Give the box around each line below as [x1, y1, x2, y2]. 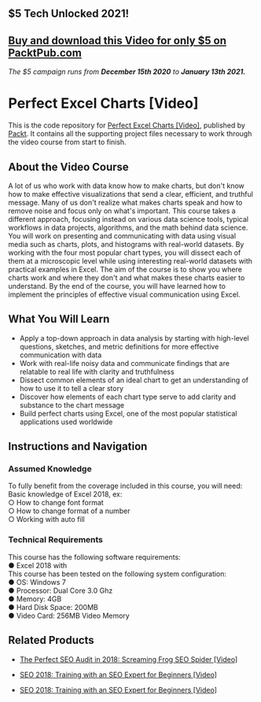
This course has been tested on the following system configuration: [8, 569, 226, 578]
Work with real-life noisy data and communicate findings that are [19, 358, 230, 368]
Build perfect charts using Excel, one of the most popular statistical [19, 408, 237, 418]
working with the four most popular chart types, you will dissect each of [8, 248, 241, 257]
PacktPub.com [8, 46, 83, 59]
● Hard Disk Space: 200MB [8, 602, 98, 611]
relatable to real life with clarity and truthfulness [19, 367, 175, 376]
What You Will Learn [8, 312, 110, 326]
